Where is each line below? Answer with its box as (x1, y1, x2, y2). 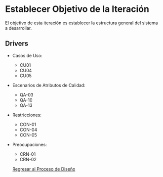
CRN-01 (19, 151, 36, 157)
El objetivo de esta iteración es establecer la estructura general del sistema (5, 20, 158, 26)
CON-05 (19, 132, 37, 138)
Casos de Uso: (12, 52, 42, 58)
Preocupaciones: (12, 141, 47, 147)
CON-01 (19, 121, 37, 127)
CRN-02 (19, 156, 37, 162)
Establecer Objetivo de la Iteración (5, 3, 150, 15)
